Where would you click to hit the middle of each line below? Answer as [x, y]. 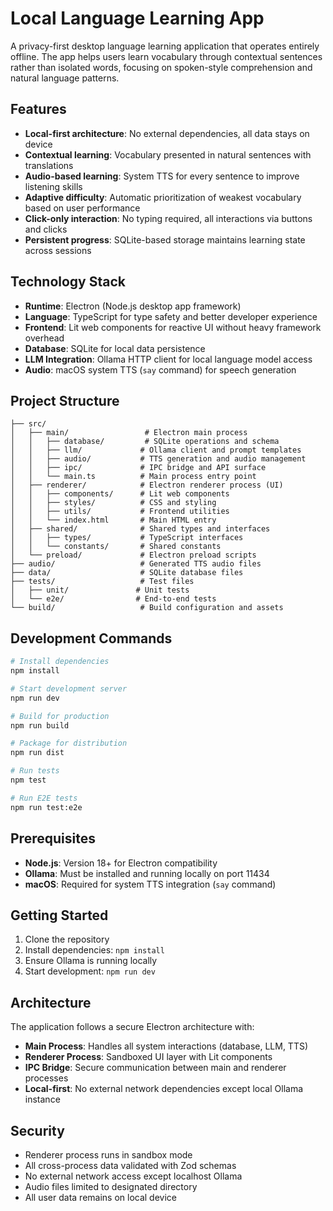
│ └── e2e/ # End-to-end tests [113, 599]
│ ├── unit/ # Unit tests [100, 590]
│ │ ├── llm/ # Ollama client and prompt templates [156, 450]
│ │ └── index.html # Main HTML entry [113, 520]
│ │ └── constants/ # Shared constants [116, 547]
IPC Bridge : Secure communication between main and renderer [155, 1068]
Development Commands [91, 638]
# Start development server [69, 688]
